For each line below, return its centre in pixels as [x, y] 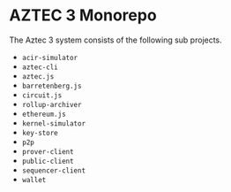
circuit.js [42, 95]
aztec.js [38, 76]
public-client [48, 161]
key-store [40, 133]
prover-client [48, 151]
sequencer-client [54, 170]
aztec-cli [40, 67]
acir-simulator [50, 58]
